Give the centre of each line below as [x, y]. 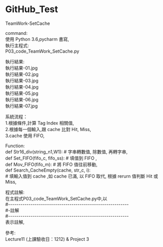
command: [17, 33]
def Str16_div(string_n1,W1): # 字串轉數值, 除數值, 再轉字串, [67, 152]
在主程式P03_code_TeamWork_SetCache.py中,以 [56, 198]
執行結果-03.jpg [22, 80]
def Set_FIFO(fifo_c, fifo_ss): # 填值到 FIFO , [51, 158]
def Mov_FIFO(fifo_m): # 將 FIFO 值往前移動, [51, 164]
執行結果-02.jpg [22, 74]
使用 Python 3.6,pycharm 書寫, [37, 39]
